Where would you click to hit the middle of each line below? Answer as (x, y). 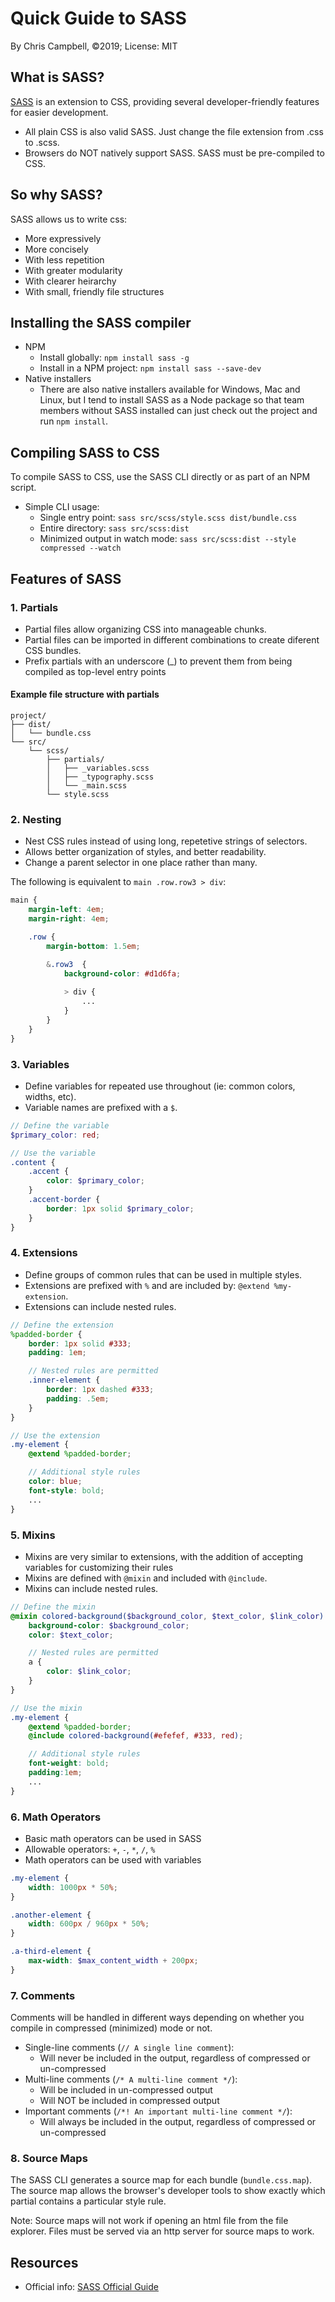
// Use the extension (55, 1435)
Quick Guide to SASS (98, 18)
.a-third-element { (51, 1952)
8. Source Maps (49, 2159)
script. (23, 488)
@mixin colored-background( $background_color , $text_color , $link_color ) (167, 1616)
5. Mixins (33, 1535)
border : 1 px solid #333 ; (80, 1343)
